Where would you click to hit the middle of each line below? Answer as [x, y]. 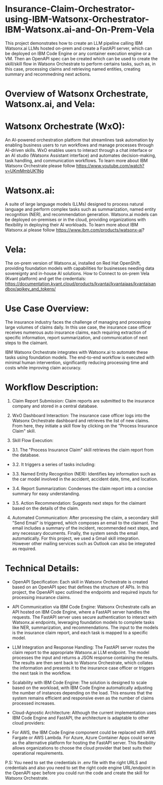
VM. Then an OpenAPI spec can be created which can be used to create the [81, 58]
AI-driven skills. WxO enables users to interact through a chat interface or [79, 150]
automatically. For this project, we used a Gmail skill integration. [76, 538]
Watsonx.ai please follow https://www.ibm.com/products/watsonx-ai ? [75, 230]
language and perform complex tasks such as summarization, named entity [81, 209]
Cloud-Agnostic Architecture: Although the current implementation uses [84, 712]
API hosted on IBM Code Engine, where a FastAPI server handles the [81, 612]
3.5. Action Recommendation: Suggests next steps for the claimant [79, 503]
